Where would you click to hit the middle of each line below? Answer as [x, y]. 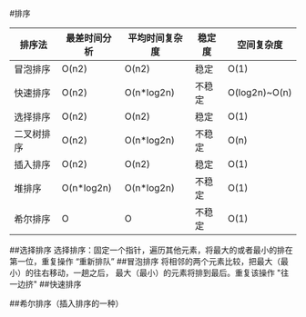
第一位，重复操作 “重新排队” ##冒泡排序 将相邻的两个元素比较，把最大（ [145, 261]
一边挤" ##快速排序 [46, 284]
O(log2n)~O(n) [260, 92]
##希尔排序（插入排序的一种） [66, 303]
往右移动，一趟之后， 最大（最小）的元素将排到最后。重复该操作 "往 [161, 272]
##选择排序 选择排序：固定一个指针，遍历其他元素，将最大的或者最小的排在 [151, 250]
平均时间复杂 [155, 38]
